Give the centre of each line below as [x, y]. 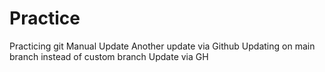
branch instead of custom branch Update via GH [109, 56]
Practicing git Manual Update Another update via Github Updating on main [162, 46]
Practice [45, 18]
